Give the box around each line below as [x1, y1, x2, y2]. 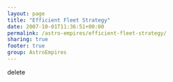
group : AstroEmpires [7, 49, 68, 56]
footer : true [7, 42, 45, 49]
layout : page [7, 10, 45, 17]
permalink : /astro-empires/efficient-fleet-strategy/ [7, 29, 167, 37]
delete [7, 67, 26, 76]
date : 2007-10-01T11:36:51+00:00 [7, 23, 105, 30]
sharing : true [7, 36, 49, 43]
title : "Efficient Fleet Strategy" [7, 17, 111, 24]
